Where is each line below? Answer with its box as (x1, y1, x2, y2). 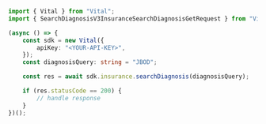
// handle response (36, 94, 101, 102)
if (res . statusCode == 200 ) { (22, 87, 123, 95)
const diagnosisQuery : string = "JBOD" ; (22, 58, 158, 66)
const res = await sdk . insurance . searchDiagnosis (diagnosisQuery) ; (22, 73, 249, 81)
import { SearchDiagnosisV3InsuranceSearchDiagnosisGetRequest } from (8, 14, 246, 23)
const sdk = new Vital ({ (22, 36, 104, 44)
